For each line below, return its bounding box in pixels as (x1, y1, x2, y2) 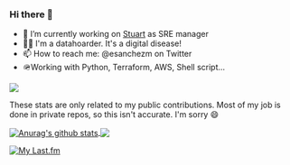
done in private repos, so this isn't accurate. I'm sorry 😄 (9, 109, 220, 120)
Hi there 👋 (9, 8, 54, 21)
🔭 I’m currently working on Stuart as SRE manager (22, 29, 210, 40)
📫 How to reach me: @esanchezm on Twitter (22, 49, 192, 60)
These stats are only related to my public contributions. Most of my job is (9, 99, 282, 111)
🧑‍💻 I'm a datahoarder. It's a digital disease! (22, 38, 182, 49)
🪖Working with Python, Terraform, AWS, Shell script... (22, 62, 226, 73)
